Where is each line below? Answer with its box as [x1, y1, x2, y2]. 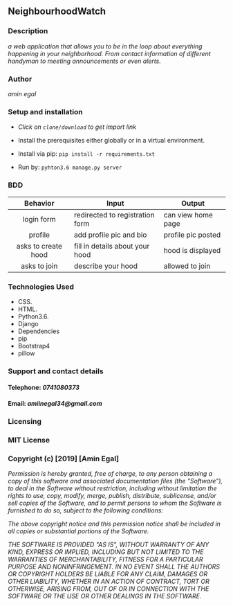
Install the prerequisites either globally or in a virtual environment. [17, 136, 205, 145]
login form [22, 214, 56, 224]
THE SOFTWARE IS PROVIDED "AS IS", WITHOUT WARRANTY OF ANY [8, 540, 209, 549]
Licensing [8, 416, 42, 426]
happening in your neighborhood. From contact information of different [8, 49, 212, 57]
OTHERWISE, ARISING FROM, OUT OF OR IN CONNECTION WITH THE [8, 585, 209, 593]
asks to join [21, 261, 58, 271]
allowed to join [163, 261, 211, 271]
